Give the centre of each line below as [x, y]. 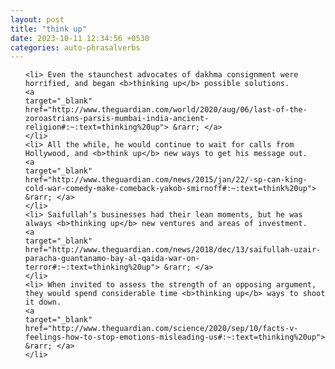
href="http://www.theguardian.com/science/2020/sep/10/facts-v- [161, 329]
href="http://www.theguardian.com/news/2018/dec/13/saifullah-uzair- [173, 250]
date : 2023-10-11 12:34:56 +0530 [80, 38]
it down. [43, 302]
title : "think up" [48, 29]
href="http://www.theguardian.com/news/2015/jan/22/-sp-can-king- [166, 180]
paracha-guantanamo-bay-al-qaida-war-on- [112, 259]
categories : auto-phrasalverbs [75, 47]
